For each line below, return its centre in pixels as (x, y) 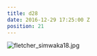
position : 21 (26, 26)
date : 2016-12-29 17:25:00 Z (48, 20)
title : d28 (23, 13)
